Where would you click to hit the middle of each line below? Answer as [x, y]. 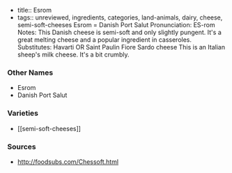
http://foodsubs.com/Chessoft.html [68, 161]
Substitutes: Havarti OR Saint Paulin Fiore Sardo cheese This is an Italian [121, 47]
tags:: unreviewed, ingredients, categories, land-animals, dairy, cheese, [120, 17]
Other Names [30, 73]
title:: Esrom [34, 10]
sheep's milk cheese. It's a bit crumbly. [73, 54]
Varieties [23, 113]
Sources [22, 146]
